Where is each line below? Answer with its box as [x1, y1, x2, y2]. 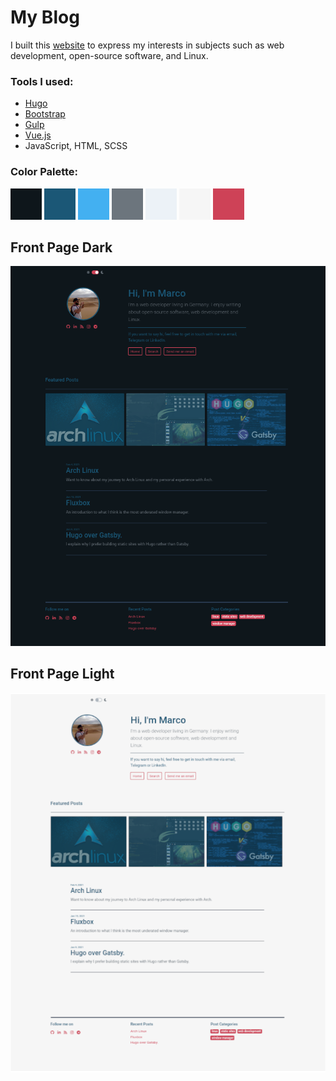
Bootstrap [24, 108, 66, 120]
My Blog [10, 6, 80, 29]
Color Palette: [10, 165, 79, 179]
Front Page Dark [10, 239, 113, 256]
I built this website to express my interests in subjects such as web [10, 39, 285, 51]
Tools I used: [10, 74, 74, 88]
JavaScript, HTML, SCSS [24, 140, 128, 152]
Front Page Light [10, 666, 115, 683]
